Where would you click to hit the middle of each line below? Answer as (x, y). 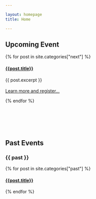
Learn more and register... (32, 91)
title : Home (18, 19)
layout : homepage (24, 14)
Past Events (25, 143)
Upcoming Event (32, 44)
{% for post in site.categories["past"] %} (48, 169)
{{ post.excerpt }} (24, 80)
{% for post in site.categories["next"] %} (48, 57)
